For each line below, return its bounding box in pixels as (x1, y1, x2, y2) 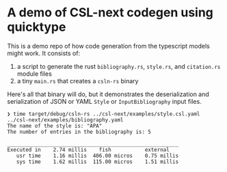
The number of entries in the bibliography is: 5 (7, 128, 152, 135)
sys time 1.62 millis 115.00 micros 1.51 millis (16, 158, 179, 165)
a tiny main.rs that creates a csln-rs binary (16, 76, 139, 85)
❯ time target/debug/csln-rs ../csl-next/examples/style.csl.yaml (7, 111, 200, 117)
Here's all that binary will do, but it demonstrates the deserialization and (7, 90, 210, 98)
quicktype (7, 19, 66, 35)
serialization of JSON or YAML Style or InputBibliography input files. (7, 97, 202, 105)
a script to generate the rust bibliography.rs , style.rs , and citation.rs (16, 62, 221, 70)
